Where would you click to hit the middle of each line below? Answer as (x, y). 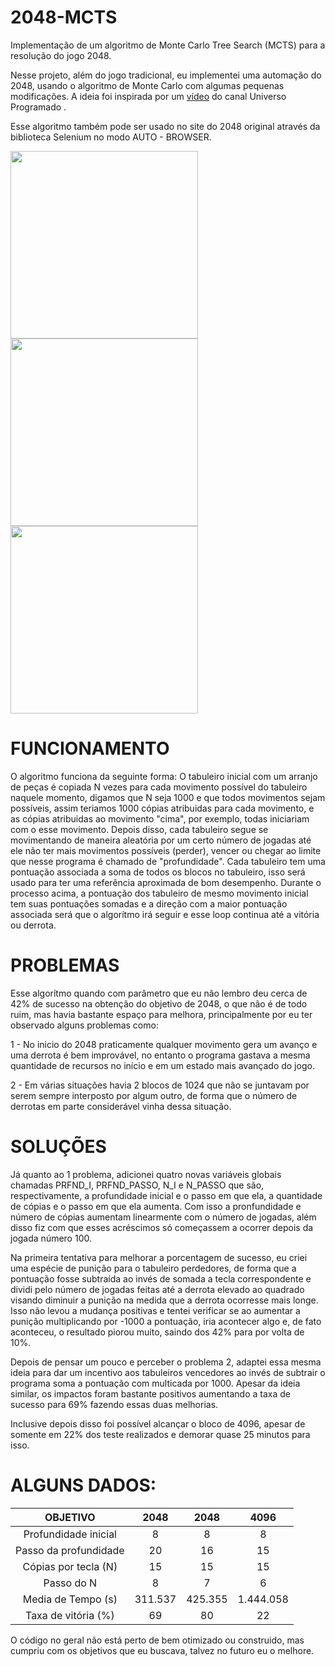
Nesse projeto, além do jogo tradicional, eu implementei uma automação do (166, 75)
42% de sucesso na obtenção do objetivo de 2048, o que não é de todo (159, 1003)
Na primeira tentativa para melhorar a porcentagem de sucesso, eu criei (159, 1257)
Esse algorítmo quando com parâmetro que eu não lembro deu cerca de (159, 993)
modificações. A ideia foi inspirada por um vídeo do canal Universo (148, 96)
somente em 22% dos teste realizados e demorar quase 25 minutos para (160, 1434)
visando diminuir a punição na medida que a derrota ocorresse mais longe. (164, 1300)
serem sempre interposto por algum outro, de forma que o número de (154, 1095)
